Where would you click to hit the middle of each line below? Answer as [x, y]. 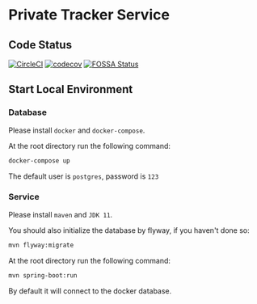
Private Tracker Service [89, 15]
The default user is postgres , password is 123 [84, 176]
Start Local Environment [71, 89]
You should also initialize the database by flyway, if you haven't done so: [129, 230]
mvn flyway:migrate [41, 245]
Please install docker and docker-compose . [77, 130]
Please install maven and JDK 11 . [61, 214]
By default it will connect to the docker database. [90, 291]
